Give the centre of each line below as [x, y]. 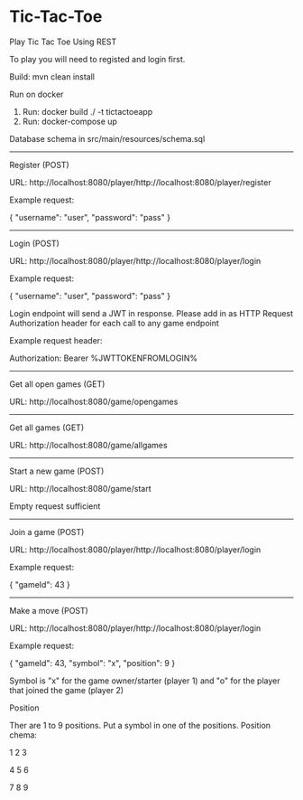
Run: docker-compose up [69, 121]
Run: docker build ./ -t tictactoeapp [87, 111]
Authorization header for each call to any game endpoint [114, 323]
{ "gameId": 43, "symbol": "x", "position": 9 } [92, 663]
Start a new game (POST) [57, 471]
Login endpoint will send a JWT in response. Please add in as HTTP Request [151, 313]
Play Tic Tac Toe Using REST [63, 42]
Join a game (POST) [47, 532]
